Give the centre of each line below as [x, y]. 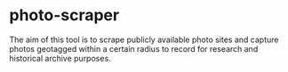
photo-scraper [64, 15]
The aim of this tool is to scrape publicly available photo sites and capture [144, 40]
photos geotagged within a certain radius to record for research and [134, 48]
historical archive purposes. [60, 58]
